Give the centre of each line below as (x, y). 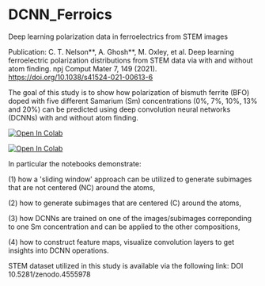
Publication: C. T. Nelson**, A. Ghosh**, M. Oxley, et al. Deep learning (121, 51)
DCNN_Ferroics (60, 15)
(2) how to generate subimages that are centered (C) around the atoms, (125, 203)
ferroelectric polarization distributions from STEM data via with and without (131, 60)
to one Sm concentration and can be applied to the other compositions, (124, 227)
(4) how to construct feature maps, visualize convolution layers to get (121, 242)
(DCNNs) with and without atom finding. (73, 117)
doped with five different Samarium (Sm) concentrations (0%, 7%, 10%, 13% (133, 101)
